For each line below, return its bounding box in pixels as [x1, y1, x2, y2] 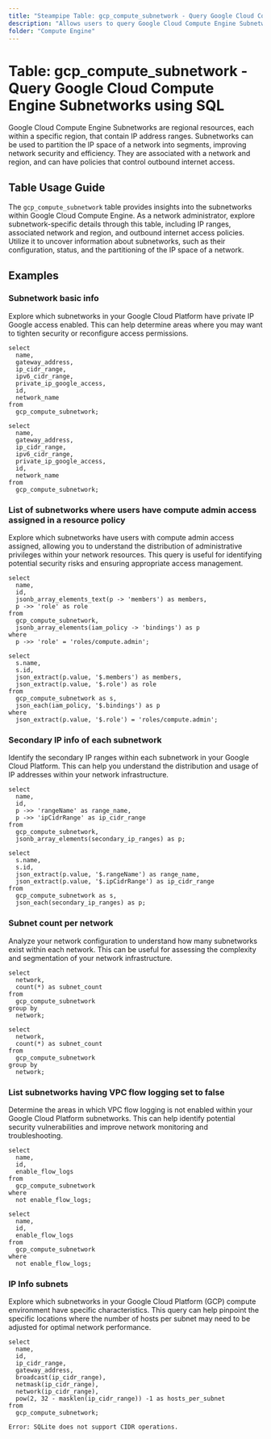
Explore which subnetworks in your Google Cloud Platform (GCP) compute [8, 1297, 256, 1306]
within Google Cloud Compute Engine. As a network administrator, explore [8, 211, 256, 221]
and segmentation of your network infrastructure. [8, 953, 173, 963]
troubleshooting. [8, 1131, 63, 1141]
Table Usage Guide [8, 180, 106, 194]
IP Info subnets [8, 1278, 69, 1289]
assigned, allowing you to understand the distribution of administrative [8, 541, 243, 551]
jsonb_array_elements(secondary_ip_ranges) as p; [15, 835, 186, 844]
